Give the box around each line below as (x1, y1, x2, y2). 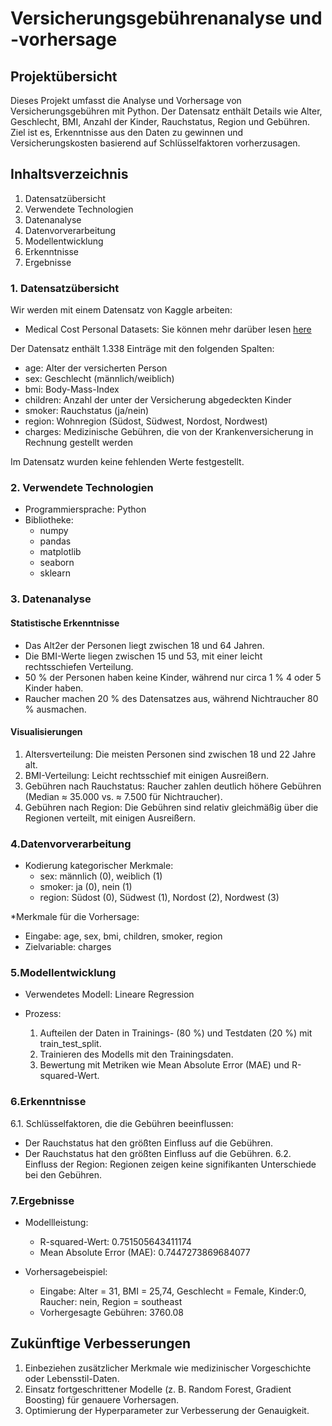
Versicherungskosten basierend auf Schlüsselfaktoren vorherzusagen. (10, 137, 301, 149)
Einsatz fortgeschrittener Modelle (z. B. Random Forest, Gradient (24, 1383, 292, 1395)
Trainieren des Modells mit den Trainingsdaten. (39, 1048, 234, 1061)
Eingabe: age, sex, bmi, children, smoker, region (24, 930, 223, 942)
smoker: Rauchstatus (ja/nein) (24, 405, 150, 417)
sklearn (39, 567, 71, 579)
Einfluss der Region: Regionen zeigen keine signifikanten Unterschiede (24, 1158, 317, 1170)
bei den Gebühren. (24, 1168, 103, 1181)
